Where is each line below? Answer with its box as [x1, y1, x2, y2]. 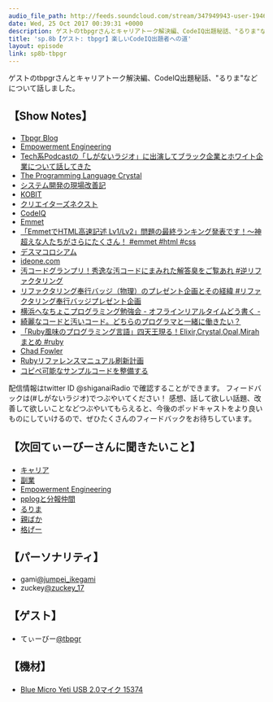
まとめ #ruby [19, 337, 64, 347]
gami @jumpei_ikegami [19, 574, 96, 584]
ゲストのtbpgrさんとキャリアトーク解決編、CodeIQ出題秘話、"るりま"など [8, 73, 258, 82]
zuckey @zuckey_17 [19, 583, 84, 593]
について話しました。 [8, 83, 80, 93]
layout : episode [8, 42, 63, 50]
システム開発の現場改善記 [19, 181, 106, 190]
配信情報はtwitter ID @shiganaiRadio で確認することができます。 [8, 383, 225, 393]
